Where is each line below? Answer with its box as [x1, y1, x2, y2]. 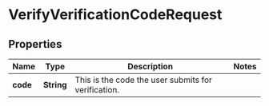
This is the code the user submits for [74, 74, 212, 85]
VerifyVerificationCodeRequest [8, 6, 223, 24]
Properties [8, 37, 62, 51]
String [42, 80, 67, 90]
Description [127, 61, 174, 72]
